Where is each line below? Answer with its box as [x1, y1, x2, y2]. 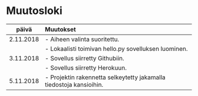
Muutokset [45, 25, 77, 33]
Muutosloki [6, 4, 63, 18]
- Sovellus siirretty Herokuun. [45, 63, 127, 71]
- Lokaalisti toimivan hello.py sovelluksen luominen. [45, 44, 188, 53]
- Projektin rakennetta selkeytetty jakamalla [45, 73, 166, 81]
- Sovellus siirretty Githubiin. [45, 54, 125, 62]
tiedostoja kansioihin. [45, 80, 104, 88]
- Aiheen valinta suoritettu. [45, 35, 120, 43]
